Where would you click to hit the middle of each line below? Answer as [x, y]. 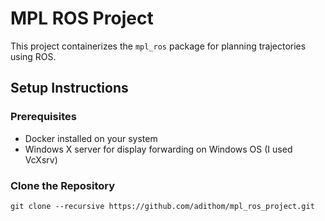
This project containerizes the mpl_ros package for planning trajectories [158, 46]
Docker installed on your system [91, 138]
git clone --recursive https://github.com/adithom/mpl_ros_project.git [162, 206]
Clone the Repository [63, 185]
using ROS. [33, 56]
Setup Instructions [69, 88]
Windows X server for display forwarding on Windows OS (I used [158, 149]
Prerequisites [43, 117]
